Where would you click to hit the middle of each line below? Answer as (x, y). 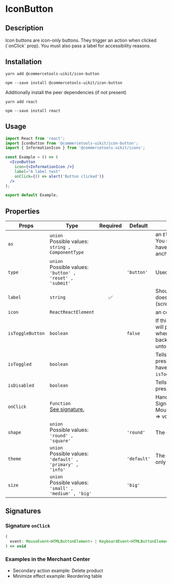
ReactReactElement (72, 312)
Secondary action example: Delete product (58, 570)
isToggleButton (26, 333)
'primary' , (64, 465)
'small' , (61, 489)
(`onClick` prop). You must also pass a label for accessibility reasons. (78, 46)
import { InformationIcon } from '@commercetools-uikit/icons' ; (75, 148)
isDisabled (21, 386)
